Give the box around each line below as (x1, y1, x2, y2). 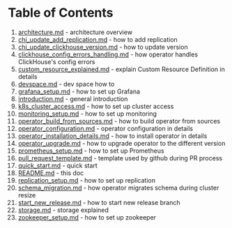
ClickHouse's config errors (17, 57, 95, 66)
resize (17, 190, 36, 199)
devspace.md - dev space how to (17, 79, 115, 88)
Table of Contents (8, 5, 114, 21)
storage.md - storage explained (17, 206, 109, 214)
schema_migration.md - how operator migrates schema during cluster (17, 183, 219, 192)
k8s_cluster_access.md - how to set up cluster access (17, 102, 174, 110)
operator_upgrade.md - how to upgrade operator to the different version (17, 139, 226, 147)
